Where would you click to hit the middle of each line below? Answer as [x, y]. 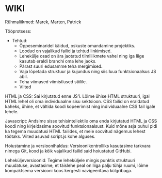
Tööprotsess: [18, 31]
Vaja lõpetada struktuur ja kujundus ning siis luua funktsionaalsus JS [88, 71]
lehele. [12, 111]
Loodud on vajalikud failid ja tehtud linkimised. [65, 51]
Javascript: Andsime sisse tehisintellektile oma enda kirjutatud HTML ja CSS [81, 121]
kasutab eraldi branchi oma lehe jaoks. [58, 61]
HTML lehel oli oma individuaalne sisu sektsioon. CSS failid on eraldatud [77, 101]
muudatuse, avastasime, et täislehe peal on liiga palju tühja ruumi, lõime [77, 165]
